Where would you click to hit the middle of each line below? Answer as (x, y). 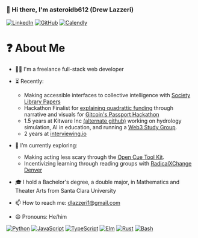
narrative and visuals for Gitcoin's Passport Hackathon (91, 115)
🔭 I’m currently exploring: (46, 146)
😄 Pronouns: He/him (41, 217)
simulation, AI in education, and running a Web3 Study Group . (101, 127)
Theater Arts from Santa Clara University (65, 191)
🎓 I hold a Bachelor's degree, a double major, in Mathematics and (97, 182)
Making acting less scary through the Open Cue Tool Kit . (94, 157)
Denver (33, 170)
